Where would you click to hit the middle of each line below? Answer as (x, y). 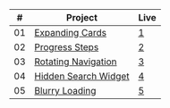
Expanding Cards (71, 33)
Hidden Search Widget (82, 76)
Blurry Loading (65, 91)
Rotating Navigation (76, 62)
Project (82, 17)
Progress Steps (67, 47)
